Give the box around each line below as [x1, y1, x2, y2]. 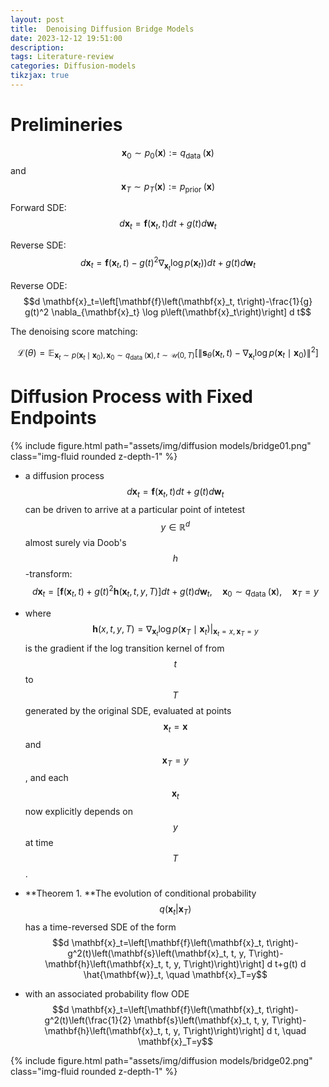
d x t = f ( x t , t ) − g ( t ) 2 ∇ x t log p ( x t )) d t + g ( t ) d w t [80, 255, 256, 272]
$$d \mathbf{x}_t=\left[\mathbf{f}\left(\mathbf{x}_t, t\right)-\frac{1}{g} [23, 295, 313, 307]
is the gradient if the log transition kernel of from [24, 642, 225, 654]
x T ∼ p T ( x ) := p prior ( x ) [121, 180, 215, 195]
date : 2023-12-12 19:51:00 [10, 33, 123, 43]
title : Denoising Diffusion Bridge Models [10, 24, 195, 34]
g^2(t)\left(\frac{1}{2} [44, 1014, 132, 1026]
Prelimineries [10, 114, 123, 136]
